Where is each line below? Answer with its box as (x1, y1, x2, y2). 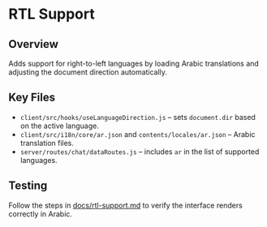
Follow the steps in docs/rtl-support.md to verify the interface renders (8, 200, 243, 210)
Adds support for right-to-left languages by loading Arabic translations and (8, 58, 260, 68)
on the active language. (19, 121, 99, 131)
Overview (8, 37, 59, 51)
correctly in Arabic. (8, 208, 73, 219)
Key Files (8, 91, 55, 105)
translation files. (19, 138, 75, 148)
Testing (8, 179, 48, 193)
